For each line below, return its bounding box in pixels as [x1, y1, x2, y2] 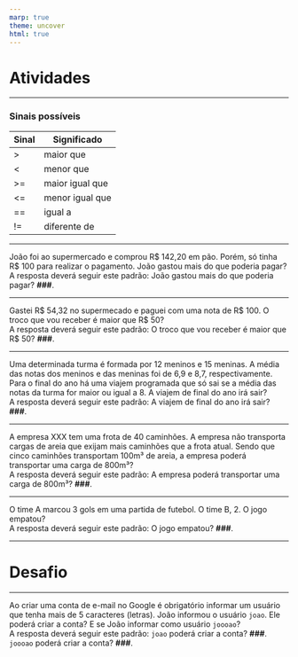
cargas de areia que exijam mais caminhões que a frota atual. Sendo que [9, 441, 276, 451]
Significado [52, 133, 103, 145]
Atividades [9, 67, 91, 88]
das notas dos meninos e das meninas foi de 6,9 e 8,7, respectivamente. [9, 368, 273, 379]
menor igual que [43, 192, 113, 204]
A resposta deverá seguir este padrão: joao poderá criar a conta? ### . [9, 628, 268, 638]
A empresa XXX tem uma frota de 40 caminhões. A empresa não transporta [9, 431, 286, 442]
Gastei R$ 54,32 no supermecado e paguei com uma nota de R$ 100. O [9, 305, 270, 316]
